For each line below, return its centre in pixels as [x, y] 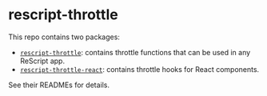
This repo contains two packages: [64, 37]
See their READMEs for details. [59, 85]
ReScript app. [42, 61]
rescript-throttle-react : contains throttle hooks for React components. [139, 69]
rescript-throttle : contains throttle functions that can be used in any [135, 52]
